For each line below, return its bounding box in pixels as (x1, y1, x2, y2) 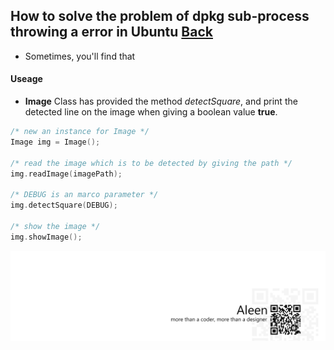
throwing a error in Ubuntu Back (10, 24, 213, 41)
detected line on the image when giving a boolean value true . (24, 106, 278, 118)
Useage (10, 73, 43, 85)
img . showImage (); (10, 232, 83, 242)
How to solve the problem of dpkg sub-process (10, 8, 310, 25)
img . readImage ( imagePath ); (10, 169, 123, 179)
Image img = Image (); (10, 137, 101, 147)
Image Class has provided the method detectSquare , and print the (24, 95, 298, 108)
